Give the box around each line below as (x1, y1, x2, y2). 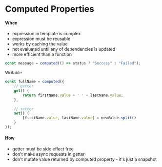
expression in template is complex (12, 31, 81, 37)
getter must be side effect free (12, 146, 74, 152)
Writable (5, 70, 22, 76)
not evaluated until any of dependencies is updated (12, 46, 116, 52)
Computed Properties (5, 3, 94, 15)
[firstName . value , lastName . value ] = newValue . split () (22, 116, 137, 121)
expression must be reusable (12, 36, 71, 42)
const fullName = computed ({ (5, 79, 64, 84)
